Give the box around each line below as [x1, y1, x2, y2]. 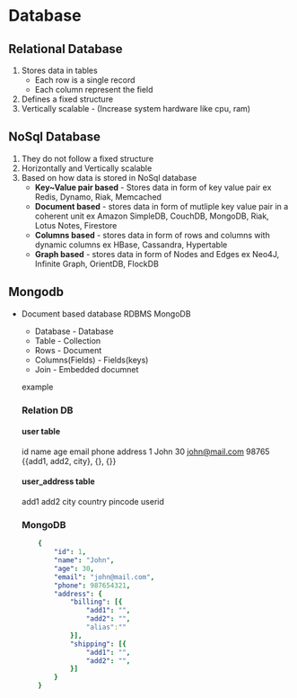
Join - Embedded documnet [34, 363, 139, 374]
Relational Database [8, 41, 123, 57]
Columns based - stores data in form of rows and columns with [34, 229, 270, 240]
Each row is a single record [34, 75, 135, 85]
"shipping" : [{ [69, 640, 127, 649]
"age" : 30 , [54, 564, 95, 573]
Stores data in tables [21, 65, 98, 76]
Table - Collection [34, 335, 101, 346]
